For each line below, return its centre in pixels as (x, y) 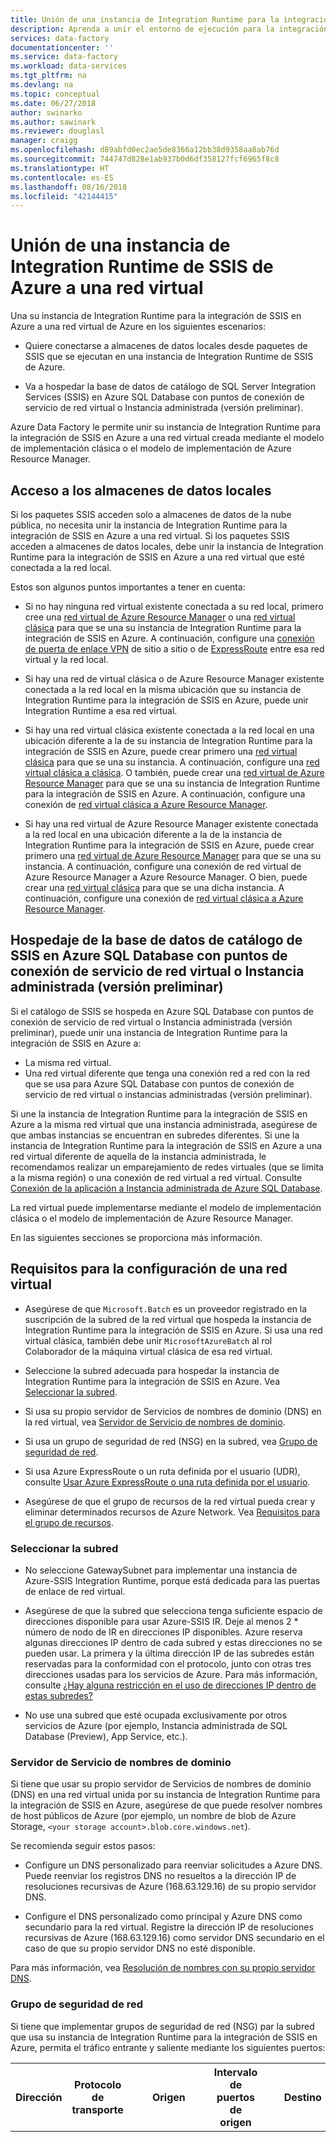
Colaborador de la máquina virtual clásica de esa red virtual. (148, 1351)
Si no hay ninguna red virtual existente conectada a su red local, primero (174, 606)
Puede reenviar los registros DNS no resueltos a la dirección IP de (160, 1876)
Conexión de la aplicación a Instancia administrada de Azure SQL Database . (166, 1188)
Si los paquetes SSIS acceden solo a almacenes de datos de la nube (151, 514)
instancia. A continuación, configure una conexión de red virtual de (163, 866)
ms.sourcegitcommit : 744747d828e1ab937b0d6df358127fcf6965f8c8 (145, 159)
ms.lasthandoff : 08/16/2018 (69, 187)
